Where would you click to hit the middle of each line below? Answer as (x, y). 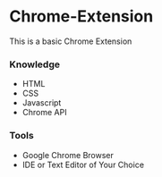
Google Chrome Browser (68, 155)
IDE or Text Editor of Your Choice (83, 164)
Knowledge (35, 64)
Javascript (42, 103)
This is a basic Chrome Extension (71, 41)
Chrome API (44, 113)
